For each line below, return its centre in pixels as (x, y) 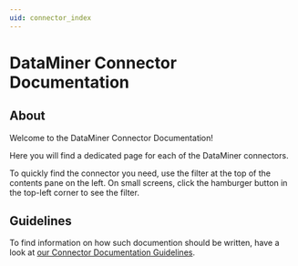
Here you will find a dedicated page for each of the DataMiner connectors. (149, 155)
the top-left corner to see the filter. (74, 192)
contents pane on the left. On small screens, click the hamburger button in (149, 182)
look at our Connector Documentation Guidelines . (103, 252)
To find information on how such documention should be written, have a (144, 243)
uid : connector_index (51, 18)
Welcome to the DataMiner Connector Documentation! (112, 138)
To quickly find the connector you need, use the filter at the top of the (140, 173)
